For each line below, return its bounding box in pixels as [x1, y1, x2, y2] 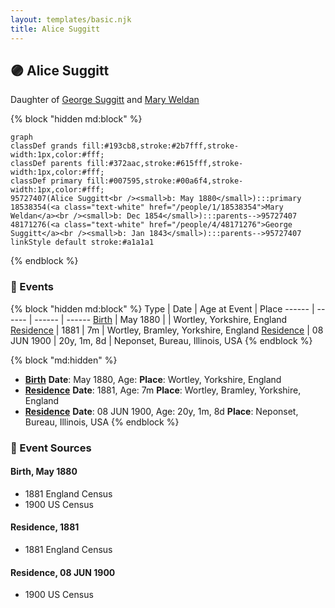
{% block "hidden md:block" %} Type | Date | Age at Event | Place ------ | [10, 302, 315, 315]
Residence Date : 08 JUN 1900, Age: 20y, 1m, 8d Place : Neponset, [24, 405, 299, 417]
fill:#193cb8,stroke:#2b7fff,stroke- [81, 141, 240, 151]
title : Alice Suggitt [10, 24, 101, 34]
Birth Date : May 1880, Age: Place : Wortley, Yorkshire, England [24, 373, 282, 385]
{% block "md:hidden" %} [10, 354, 118, 366]
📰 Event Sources [10, 441, 92, 455]
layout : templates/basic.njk [10, 14, 132, 25]
